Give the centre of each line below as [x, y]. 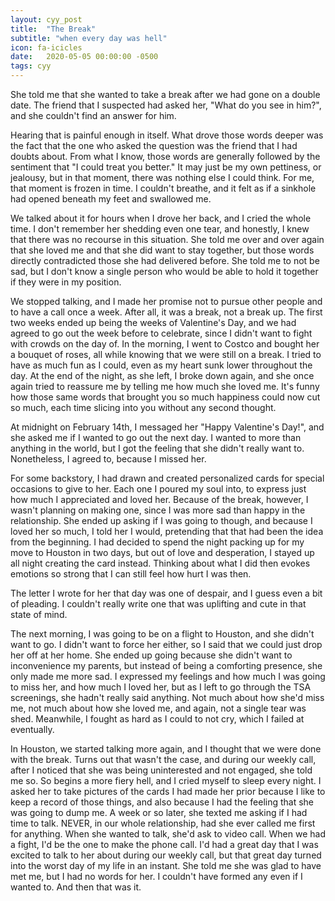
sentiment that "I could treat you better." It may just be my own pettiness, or [166, 167]
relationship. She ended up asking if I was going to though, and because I [161, 520]
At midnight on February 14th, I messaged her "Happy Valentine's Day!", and [167, 427]
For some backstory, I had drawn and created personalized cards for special [167, 478]
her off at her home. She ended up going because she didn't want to [151, 655]
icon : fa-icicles [46, 47]
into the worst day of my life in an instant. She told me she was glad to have [166, 865]
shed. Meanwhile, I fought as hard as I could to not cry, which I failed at [157, 719]
